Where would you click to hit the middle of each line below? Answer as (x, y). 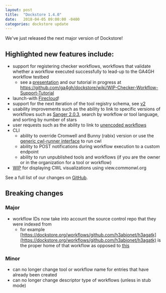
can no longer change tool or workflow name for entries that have (80, 269)
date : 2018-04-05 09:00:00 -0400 (43, 19)
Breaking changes (34, 194)
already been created (35, 275)
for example (32, 229)
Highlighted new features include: (60, 54)
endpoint (29, 152)
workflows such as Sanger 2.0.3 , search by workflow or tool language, (86, 114)
